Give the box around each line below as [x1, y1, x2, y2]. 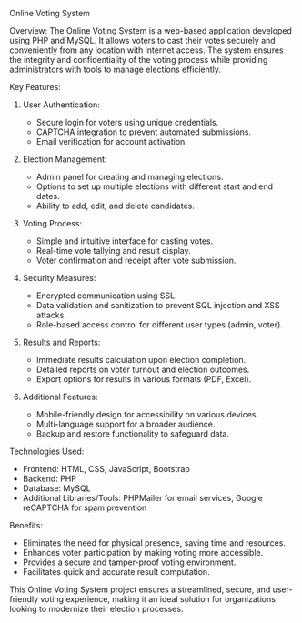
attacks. [35, 309, 66, 320]
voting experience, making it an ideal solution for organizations [40, 594, 276, 604]
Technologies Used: [9, 446, 85, 457]
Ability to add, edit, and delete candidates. [35, 200, 196, 211]
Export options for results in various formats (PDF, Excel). [35, 374, 252, 385]
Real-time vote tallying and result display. [35, 246, 191, 256]
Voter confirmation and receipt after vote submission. [35, 255, 237, 266]
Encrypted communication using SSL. [35, 290, 177, 301]
